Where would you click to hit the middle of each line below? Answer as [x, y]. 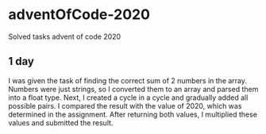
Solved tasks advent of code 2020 [65, 36]
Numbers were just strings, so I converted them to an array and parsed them [133, 89]
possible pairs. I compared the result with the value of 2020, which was [125, 105]
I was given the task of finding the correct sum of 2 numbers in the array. [128, 80]
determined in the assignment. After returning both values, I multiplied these [133, 114]
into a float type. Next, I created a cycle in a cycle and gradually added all [128, 98]
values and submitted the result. [61, 123]
